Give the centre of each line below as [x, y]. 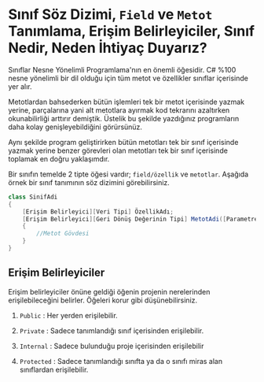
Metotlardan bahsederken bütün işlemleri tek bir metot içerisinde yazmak [126, 102]
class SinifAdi [33, 197]
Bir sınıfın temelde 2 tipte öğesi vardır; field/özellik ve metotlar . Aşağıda [128, 174]
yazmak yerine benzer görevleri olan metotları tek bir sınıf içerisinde [118, 150]
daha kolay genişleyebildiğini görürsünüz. [75, 127]
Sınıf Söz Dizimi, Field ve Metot [110, 15]
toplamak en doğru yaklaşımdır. [59, 158]
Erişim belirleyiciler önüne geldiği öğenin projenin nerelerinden [109, 291]
